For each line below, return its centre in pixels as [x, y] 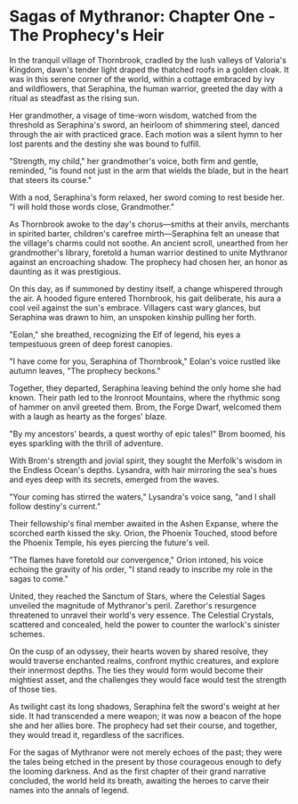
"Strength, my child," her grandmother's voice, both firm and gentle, [134, 161]
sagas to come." [39, 578]
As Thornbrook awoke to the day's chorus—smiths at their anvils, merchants [149, 224]
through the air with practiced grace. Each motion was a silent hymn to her [146, 134]
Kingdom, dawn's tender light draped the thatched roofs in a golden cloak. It [149, 70]
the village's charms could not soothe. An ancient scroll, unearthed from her [149, 243]
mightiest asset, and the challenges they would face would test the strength [148, 679]
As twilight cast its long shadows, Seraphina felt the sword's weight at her [145, 706]
